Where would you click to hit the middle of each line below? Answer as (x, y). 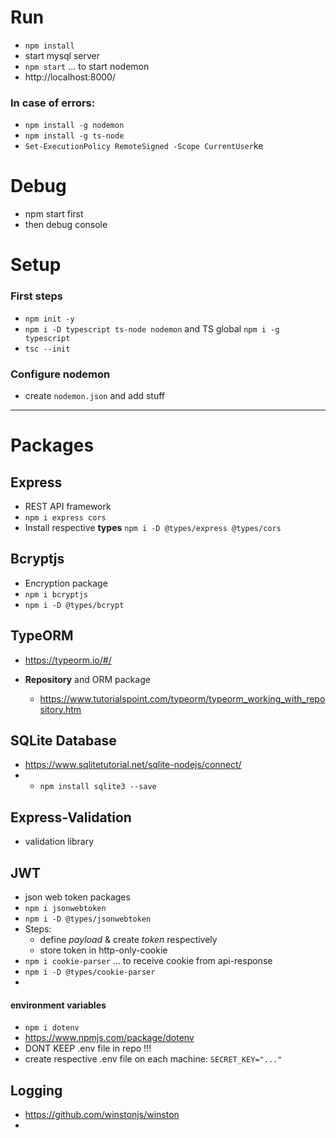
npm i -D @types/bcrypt (74, 605)
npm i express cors (65, 517)
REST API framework (68, 506)
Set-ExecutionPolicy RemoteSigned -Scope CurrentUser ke (144, 146)
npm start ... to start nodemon (87, 66)
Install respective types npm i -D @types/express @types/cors (153, 527)
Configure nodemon (60, 374)
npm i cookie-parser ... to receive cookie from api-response (148, 961)
